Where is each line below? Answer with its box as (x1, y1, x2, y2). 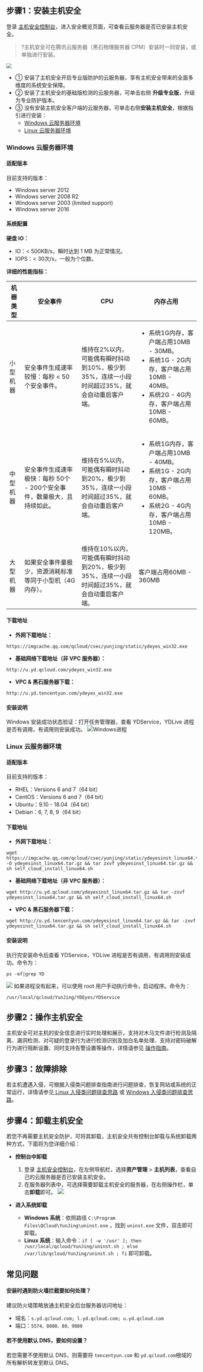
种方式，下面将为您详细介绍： (6, 1140, 80, 1147)
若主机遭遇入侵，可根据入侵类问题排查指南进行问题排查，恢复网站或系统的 (6, 1081, 192, 1088)
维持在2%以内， (81, 345, 128, 353)
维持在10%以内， (81, 544, 132, 553)
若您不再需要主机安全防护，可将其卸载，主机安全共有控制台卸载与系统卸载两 (6, 1133, 197, 1140)
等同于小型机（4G (24, 576, 76, 585)
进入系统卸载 (14, 1201, 47, 1209)
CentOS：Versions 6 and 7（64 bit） (14, 793, 107, 801)
